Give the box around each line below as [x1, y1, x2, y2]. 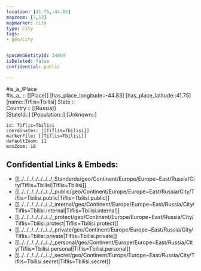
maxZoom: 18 [6, 143, 36, 150]
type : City [6, 25, 33, 32]
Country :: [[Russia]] [6, 104, 56, 111]
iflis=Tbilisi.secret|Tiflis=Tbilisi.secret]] [14, 258, 111, 265]
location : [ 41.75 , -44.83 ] [6, 8, 71, 15]
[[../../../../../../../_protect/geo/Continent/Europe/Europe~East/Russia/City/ [14, 214, 194, 221]
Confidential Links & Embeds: [6, 160, 118, 170]
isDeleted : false [6, 58, 50, 64]
